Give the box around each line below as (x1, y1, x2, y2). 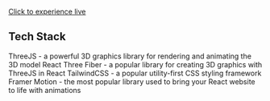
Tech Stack (8, 30, 66, 43)
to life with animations (8, 85, 81, 95)
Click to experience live (8, 7, 86, 16)
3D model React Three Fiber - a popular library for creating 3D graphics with (8, 59, 263, 69)
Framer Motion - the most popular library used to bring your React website (8, 76, 255, 87)
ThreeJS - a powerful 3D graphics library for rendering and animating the (8, 51, 252, 61)
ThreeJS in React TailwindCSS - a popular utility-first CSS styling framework (8, 68, 262, 78)
